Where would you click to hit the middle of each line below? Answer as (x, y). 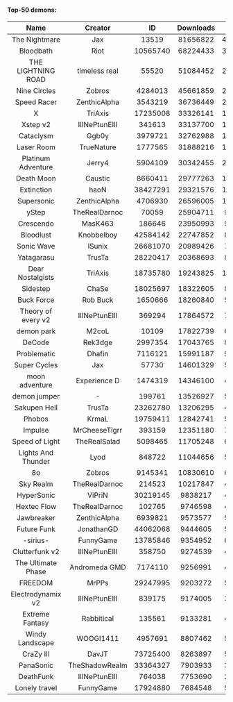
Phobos (36, 419)
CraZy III (36, 654)
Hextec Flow (36, 507)
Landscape (36, 643)
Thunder (36, 462)
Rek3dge (98, 342)
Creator (98, 28)
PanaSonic (36, 665)
